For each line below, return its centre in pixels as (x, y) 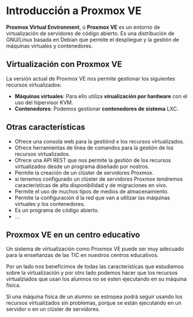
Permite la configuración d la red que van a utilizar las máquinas (92, 198)
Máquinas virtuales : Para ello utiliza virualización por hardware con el (101, 96)
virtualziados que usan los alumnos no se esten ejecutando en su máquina (96, 279)
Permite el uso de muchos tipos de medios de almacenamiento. (91, 191)
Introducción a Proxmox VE (74, 11)
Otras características (46, 127)
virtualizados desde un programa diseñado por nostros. (82, 166)
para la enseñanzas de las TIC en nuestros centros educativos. (82, 255)
